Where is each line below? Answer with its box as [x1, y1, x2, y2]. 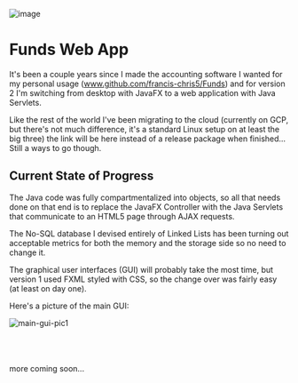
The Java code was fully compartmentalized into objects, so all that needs [9, 192, 281, 203]
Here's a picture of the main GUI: [9, 300, 129, 311]
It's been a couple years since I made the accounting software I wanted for [9, 68, 283, 79]
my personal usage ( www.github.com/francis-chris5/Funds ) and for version [9, 78, 286, 89]
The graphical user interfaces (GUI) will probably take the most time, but [9, 264, 273, 275]
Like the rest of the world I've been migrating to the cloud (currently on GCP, [9, 114, 289, 124]
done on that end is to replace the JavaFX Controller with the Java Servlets [9, 201, 284, 212]
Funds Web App [9, 40, 129, 60]
